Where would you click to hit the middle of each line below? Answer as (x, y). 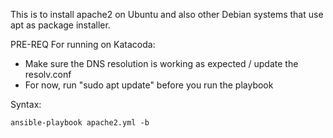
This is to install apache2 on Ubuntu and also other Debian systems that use (167, 14)
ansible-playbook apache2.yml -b (80, 123)
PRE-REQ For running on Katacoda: (83, 44)
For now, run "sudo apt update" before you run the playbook (149, 85)
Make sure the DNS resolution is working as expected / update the (161, 63)
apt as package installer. (60, 25)
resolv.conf (48, 74)
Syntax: (26, 104)
